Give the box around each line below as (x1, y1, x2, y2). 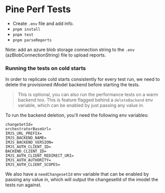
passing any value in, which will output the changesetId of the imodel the (5, 177, 158, 183)
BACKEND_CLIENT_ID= (5, 149, 47, 154)
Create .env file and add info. (12, 20, 74, 26)
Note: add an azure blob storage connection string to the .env (5, 46, 135, 52)
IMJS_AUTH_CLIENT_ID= (5, 144, 51, 150)
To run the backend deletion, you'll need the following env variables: (5, 112, 149, 118)
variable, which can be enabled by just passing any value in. (17, 102, 144, 108)
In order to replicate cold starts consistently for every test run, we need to (5, 76, 160, 82)
